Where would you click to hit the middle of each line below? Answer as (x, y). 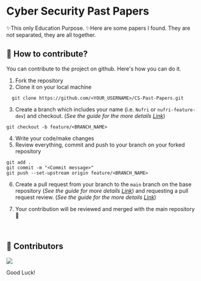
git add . (19, 162)
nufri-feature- (177, 110)
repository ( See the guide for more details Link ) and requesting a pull (102, 190)
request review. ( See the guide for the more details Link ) (86, 197)
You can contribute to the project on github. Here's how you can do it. (94, 69)
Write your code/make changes (55, 138)
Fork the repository (39, 80)
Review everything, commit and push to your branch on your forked (100, 145)
